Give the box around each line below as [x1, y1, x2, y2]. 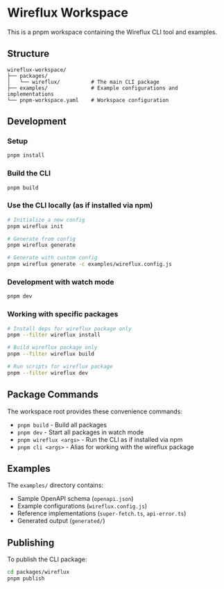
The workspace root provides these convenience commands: [7, 407, 182, 416]
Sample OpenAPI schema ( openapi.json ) [17, 495, 134, 503]
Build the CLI [7, 169, 51, 178]
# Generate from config [7, 235, 76, 242]
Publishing [7, 536, 55, 549]
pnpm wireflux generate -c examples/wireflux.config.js [7, 261, 172, 268]
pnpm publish [7, 575, 45, 582]
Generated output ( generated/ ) [17, 517, 105, 525]
